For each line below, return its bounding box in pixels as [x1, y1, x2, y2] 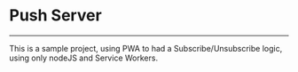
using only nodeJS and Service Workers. [9, 52, 158, 63]
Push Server [9, 5, 102, 26]
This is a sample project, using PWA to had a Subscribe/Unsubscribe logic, [9, 43, 283, 53]
